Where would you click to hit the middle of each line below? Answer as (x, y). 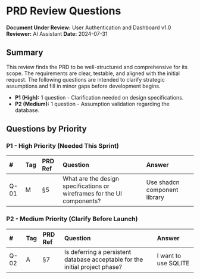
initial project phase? (93, 266)
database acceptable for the (104, 259)
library (155, 197)
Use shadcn (163, 182)
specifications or (86, 186)
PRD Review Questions (64, 11)
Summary (25, 53)
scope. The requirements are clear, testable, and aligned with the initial (93, 73)
